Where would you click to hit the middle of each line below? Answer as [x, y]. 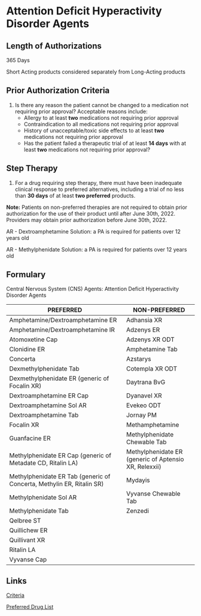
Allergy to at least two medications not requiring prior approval [101, 117]
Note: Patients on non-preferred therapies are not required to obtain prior [97, 207]
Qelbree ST [25, 521]
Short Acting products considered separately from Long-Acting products [96, 72]
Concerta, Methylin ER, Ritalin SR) [57, 484]
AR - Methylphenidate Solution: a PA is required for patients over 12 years [97, 249]
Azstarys [138, 359]
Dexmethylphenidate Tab [44, 369]
